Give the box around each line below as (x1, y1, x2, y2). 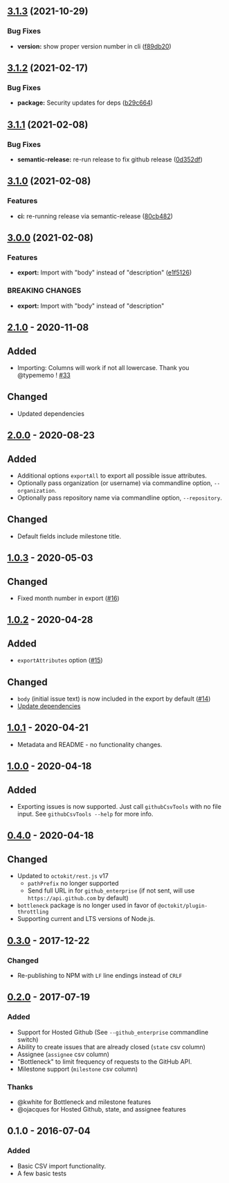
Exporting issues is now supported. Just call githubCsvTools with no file (17, 803, 221, 810)
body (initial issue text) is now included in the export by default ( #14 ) (17, 694, 211, 703)
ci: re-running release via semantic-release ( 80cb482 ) (17, 211, 173, 220)
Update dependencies (17, 701, 81, 710)
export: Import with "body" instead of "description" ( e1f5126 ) (17, 268, 192, 277)
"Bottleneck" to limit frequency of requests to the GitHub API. (17, 1057, 192, 1066)
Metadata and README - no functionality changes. (17, 740, 163, 748)
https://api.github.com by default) (27, 894, 129, 902)
